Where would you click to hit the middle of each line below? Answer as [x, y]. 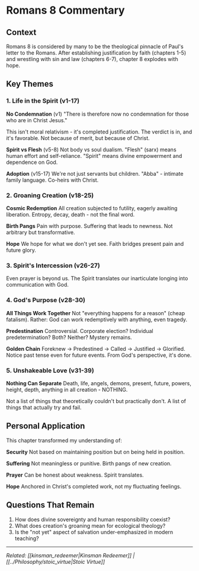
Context [21, 32]
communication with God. [38, 285]
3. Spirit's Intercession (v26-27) [53, 265]
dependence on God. [32, 162]
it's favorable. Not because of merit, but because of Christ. [78, 138]
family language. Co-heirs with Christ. [52, 180]
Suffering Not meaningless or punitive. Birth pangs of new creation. [89, 463]
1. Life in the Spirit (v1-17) [43, 101]
